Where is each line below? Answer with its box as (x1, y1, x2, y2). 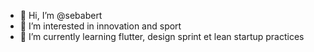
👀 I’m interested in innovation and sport (19, 20, 182, 32)
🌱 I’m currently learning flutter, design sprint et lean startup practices (19, 31, 305, 42)
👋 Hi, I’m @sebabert (19, 10, 103, 21)
